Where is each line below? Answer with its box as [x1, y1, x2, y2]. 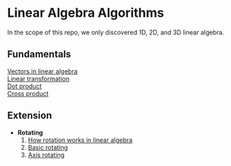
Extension [7, 110, 52, 122]
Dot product [7, 82, 42, 90]
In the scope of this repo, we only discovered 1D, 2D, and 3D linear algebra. [7, 28, 225, 36]
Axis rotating [27, 151, 65, 159]
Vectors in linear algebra [7, 67, 78, 75]
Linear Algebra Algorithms [7, 5, 164, 21]
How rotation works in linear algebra [27, 135, 133, 144]
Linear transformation [7, 74, 70, 83]
